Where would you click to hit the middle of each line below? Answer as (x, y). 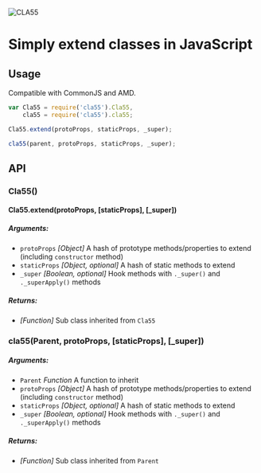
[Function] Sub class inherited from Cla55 (88, 321)
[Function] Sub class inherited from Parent (89, 461)
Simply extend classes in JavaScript (130, 45)
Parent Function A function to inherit (79, 380)
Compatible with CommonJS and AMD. (72, 93)
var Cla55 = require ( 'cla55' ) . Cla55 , (71, 107)
